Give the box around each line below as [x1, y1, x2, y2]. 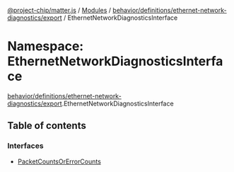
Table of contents [7, 120, 86, 132]
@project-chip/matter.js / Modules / [7, 6, 112, 14]
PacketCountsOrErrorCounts [17, 157, 101, 166]
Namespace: [7, 38, 84, 55]
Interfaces [7, 141, 44, 151]
